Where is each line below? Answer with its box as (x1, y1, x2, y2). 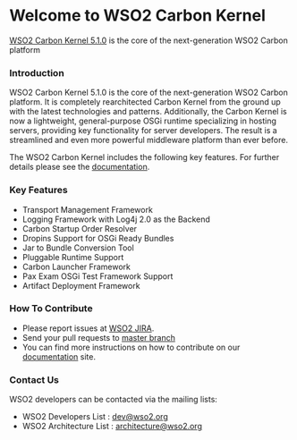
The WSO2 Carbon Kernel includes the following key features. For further (9, 152, 280, 163)
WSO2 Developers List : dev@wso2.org (21, 411, 168, 422)
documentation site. (21, 351, 97, 362)
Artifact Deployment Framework (21, 280, 140, 291)
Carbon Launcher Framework (21, 261, 132, 272)
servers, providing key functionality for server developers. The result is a (9, 125, 277, 136)
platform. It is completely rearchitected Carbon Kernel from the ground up (9, 97, 282, 107)
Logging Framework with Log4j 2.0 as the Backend (21, 214, 210, 224)
